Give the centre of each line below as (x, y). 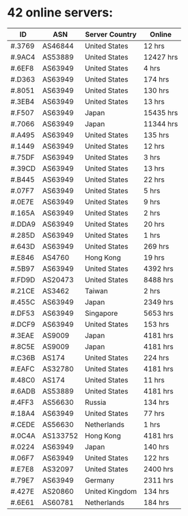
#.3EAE (23, 335)
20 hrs (154, 224)
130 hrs (156, 90)
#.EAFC (23, 369)
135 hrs (156, 135)
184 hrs (156, 502)
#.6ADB (23, 391)
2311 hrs (158, 480)
